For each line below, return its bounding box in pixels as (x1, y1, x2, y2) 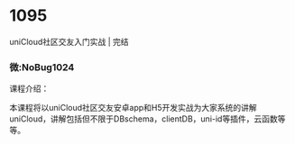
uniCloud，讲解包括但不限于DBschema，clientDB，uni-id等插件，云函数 (9, 113, 278, 124)
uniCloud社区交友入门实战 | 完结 (9, 36, 129, 47)
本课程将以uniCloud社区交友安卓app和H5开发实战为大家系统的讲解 (9, 103, 257, 113)
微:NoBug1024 (9, 60, 75, 73)
